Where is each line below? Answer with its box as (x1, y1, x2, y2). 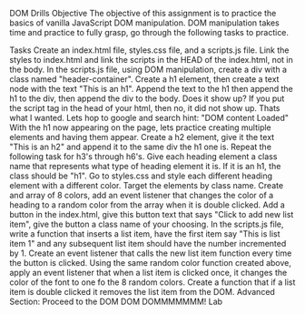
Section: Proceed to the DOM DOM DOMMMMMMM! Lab (9, 296, 223, 307)
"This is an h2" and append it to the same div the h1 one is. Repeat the (9, 141, 272, 152)
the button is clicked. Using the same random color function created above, (9, 258, 292, 268)
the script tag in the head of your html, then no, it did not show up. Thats (9, 103, 280, 113)
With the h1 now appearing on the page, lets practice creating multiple (9, 122, 272, 133)
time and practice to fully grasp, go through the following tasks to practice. (9, 27, 289, 37)
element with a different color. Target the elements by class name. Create (9, 180, 284, 190)
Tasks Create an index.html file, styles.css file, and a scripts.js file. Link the (9, 45, 290, 56)
